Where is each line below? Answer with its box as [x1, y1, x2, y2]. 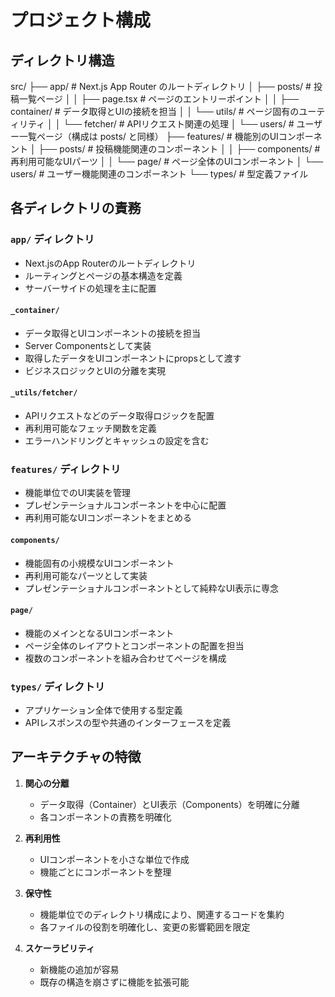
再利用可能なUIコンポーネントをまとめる [24, 512, 192, 524]
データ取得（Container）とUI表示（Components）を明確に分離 [39, 798, 300, 810]
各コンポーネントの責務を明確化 [39, 811, 172, 823]
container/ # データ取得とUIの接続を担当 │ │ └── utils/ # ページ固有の [10, 106, 300, 117]
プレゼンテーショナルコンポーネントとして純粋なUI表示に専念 [24, 582, 279, 594]
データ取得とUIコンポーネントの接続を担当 [24, 327, 201, 339]
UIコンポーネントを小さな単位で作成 [39, 853, 190, 865]
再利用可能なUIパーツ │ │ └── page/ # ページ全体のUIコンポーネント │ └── [10, 156, 324, 167]
